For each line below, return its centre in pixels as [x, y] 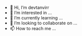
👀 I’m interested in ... [31, 13]
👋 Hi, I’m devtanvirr [30, 8]
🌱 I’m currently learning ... [36, 18]
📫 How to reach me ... [33, 28]
